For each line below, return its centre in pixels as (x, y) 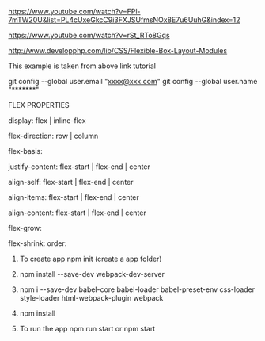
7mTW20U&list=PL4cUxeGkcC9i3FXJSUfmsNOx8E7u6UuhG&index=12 (124, 20)
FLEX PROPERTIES (39, 105)
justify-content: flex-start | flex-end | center (79, 167)
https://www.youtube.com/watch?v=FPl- (74, 11)
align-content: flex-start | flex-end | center (77, 213)
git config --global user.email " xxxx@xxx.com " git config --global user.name (133, 81)
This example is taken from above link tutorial (82, 66)
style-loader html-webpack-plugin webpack (91, 298)
